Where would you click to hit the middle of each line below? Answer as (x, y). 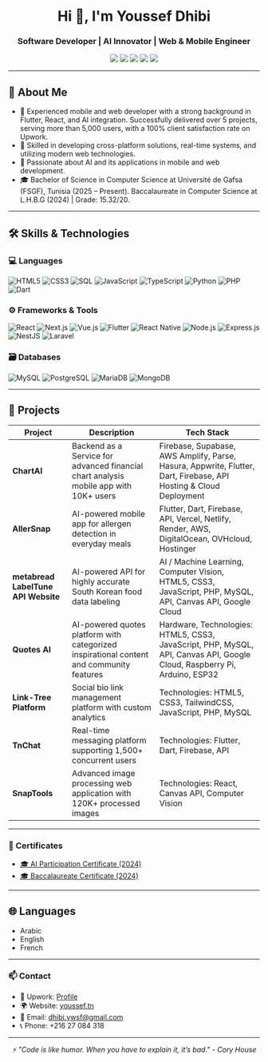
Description (112, 433)
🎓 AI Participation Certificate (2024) (81, 864)
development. (42, 171)
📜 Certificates (35, 846)
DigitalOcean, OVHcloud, (206, 539)
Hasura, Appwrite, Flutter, (207, 466)
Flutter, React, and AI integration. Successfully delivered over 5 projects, (138, 120)
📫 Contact (30, 976)
